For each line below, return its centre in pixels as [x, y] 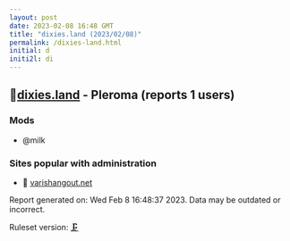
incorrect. [27, 209]
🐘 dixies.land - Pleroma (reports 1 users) [122, 95]
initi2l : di [31, 59]
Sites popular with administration [83, 163]
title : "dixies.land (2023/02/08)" [76, 34]
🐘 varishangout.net [57, 182]
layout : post [34, 17]
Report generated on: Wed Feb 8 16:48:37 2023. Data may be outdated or [145, 199]
